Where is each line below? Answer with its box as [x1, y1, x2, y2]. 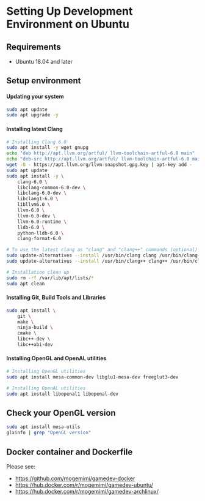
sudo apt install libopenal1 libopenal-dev [6, 391, 119, 397]
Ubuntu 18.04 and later [15, 58, 73, 65]
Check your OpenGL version [6, 407, 116, 418]
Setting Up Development [6, 4, 133, 18]
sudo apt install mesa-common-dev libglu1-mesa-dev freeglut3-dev [6, 374, 179, 380]
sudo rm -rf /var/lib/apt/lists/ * [6, 274, 95, 281]
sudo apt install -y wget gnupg [6, 145, 88, 151]
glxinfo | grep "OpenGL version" [6, 430, 92, 436]
